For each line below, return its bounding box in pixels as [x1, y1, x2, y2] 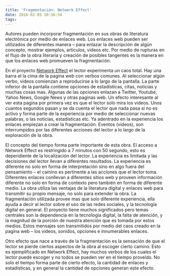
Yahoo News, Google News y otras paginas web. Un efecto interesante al [5, 94, 158, 100]
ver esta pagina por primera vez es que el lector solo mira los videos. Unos [5, 100, 162, 106]
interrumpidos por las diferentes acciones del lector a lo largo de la [5, 127, 146, 133]
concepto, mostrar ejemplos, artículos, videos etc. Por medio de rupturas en [5, 47, 165, 53]
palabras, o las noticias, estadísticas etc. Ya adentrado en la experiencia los [5, 116, 163, 122]
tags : [5, 17, 17, 22]
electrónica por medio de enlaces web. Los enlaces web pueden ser [5, 36, 148, 42]
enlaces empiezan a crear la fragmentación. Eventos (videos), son [5, 121, 144, 127]
